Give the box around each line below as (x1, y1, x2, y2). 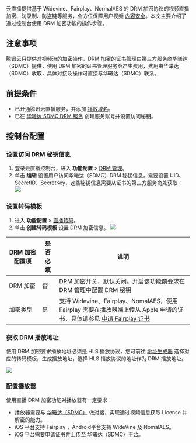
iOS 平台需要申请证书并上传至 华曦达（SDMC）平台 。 (14, 431, 144, 438)
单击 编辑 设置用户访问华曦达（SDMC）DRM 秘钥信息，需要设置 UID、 (14, 172, 184, 179)
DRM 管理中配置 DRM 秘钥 (59, 286, 132, 294)
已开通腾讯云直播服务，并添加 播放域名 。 (14, 105, 114, 112)
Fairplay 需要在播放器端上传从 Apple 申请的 (59, 305, 178, 314)
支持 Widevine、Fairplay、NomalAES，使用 (59, 297, 178, 305)
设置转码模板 (6, 202, 43, 211)
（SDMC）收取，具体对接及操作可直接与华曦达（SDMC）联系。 (6, 70, 159, 77)
